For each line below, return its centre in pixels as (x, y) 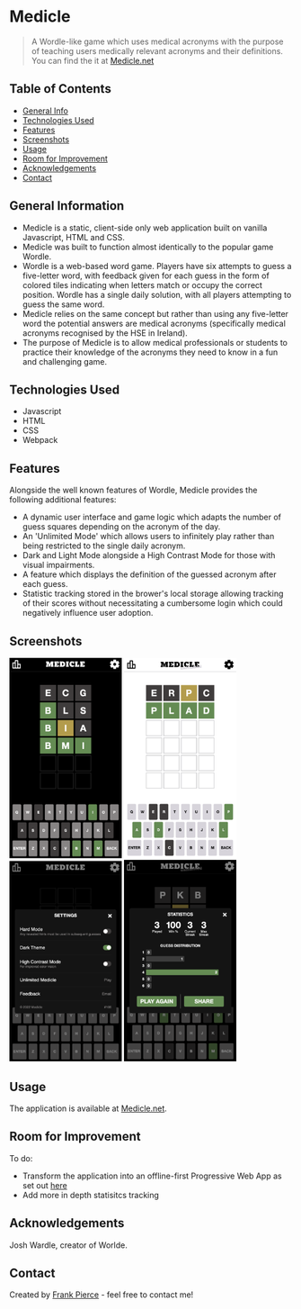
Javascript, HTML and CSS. (74, 237)
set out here (44, 1185)
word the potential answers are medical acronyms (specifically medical (154, 323)
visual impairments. (58, 565)
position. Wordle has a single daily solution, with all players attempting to (157, 294)
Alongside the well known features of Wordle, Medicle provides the (133, 490)
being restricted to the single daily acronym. (104, 546)
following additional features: (63, 500)
